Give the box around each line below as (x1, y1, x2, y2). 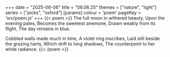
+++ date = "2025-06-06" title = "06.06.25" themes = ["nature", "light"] (5, 5, 157, 10)
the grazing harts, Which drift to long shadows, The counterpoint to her (5, 41, 155, 47)
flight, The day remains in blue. (5, 26, 70, 32)
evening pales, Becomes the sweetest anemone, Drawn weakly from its (5, 20, 156, 26)
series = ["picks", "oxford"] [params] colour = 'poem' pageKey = (5, 10, 141, 16)
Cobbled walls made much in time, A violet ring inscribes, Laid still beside (5, 35, 160, 41)
